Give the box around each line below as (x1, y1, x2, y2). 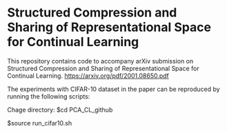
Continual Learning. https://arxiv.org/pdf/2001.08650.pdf (7, 71, 169, 80)
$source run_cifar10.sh (7, 119, 72, 127)
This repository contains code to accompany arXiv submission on (7, 57, 194, 65)
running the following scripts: (7, 92, 90, 101)
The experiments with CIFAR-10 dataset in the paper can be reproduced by (7, 85, 220, 93)
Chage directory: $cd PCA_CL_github (7, 105, 113, 114)
